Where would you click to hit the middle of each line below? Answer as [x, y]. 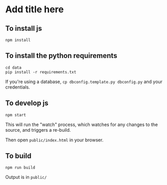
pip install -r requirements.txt [41, 72]
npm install [18, 40]
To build [18, 156]
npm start [16, 115]
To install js [24, 28]
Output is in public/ [26, 177]
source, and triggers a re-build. [38, 130]
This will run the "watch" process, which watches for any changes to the [82, 125]
